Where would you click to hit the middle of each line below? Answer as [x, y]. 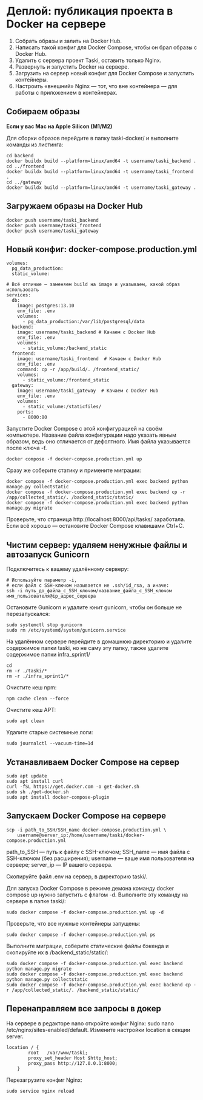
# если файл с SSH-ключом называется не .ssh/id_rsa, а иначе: [88, 586]
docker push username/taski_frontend [54, 225]
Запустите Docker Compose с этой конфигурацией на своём [84, 429]
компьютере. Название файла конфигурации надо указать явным [92, 435]
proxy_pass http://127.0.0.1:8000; [73, 1063]
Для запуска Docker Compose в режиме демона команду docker [90, 888]
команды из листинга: [35, 145]
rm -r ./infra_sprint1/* [38, 676]
